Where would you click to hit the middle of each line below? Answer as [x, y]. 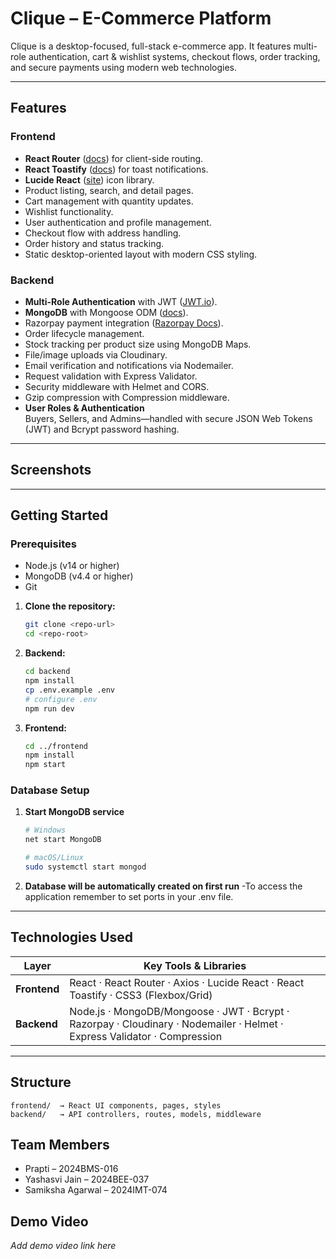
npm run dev [49, 708]
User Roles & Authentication [84, 408]
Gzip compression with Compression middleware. [127, 397]
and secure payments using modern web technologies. [124, 67]
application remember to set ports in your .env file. [129, 896]
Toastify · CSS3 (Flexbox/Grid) [141, 995]
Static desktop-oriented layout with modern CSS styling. [141, 254]
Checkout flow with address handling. [103, 233]
